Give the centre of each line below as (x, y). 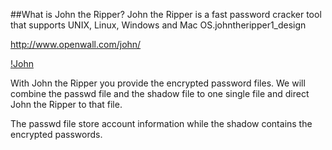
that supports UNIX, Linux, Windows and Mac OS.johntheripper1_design (158, 25)
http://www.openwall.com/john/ (76, 44)
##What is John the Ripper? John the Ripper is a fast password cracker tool (166, 14)
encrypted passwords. (56, 134)
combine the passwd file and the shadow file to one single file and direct (160, 93)
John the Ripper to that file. (66, 104)
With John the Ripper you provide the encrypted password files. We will (158, 83)
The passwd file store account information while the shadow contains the (161, 123)
